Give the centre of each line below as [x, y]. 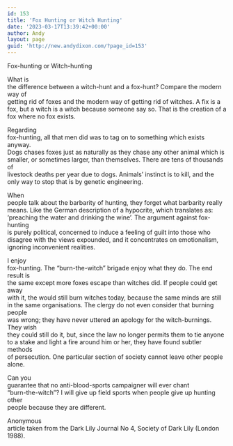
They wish [22, 327]
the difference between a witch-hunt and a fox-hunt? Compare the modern [114, 87]
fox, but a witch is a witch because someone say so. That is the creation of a [117, 109]
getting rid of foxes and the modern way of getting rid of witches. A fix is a [114, 101]
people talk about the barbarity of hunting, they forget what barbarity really [115, 202]
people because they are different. [57, 407]
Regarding [22, 130]
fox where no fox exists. [41, 116]
